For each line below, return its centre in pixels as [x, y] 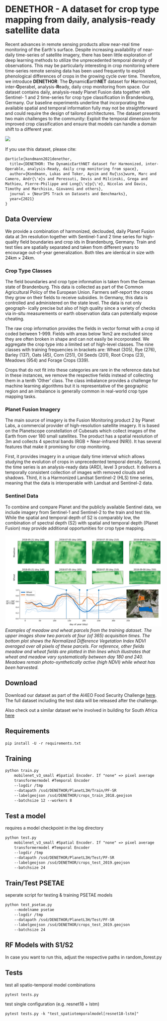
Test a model [25, 816]
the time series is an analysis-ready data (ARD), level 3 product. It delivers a [83, 467]
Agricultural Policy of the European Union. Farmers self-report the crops [79, 292]
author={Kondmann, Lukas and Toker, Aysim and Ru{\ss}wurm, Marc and [83, 174]
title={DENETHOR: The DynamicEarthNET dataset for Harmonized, [76, 164]
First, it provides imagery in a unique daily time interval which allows [75, 457]
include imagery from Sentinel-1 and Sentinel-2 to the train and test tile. [78, 512]
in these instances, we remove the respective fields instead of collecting [79, 375]
